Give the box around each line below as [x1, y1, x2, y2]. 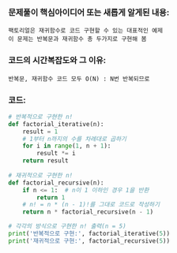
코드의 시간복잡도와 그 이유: [8, 55, 107, 66]
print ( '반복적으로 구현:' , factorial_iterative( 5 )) [8, 230, 171, 238]
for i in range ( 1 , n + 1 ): [22, 142, 111, 151]
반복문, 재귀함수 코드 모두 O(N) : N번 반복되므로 [8, 75, 150, 83]
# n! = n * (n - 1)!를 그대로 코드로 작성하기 [22, 201, 160, 209]
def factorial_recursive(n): [8, 179, 104, 187]
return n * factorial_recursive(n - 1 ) [22, 208, 154, 216]
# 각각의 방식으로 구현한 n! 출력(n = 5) [8, 222, 126, 230]
